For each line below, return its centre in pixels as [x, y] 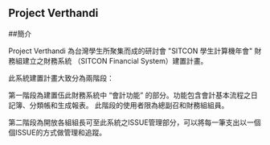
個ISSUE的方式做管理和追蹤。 [57, 132]
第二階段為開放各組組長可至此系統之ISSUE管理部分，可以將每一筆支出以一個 [135, 122]
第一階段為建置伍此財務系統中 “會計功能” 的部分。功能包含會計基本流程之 [130, 95]
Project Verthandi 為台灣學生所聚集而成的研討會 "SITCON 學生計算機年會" [131, 51]
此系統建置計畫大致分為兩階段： [61, 78]
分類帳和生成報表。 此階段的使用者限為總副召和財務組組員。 [129, 105]
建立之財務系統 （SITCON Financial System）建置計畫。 [115, 60]
